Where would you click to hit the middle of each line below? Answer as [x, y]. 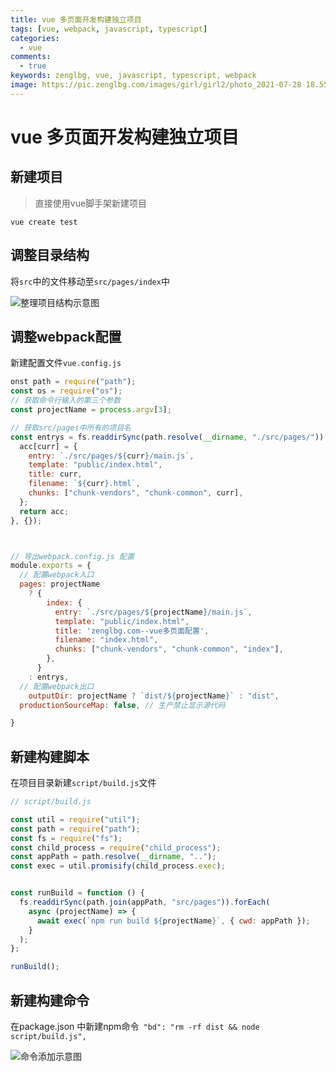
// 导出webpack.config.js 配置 [72, 556]
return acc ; [44, 511]
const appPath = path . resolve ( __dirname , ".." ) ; [113, 857]
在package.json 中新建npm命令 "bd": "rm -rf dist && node [135, 1026]
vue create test [44, 222]
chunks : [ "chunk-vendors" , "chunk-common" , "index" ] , [169, 649]
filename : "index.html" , [106, 640]
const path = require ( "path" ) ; [75, 829]
